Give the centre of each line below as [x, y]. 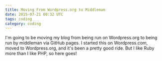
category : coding [23, 24]
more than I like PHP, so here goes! [41, 54]
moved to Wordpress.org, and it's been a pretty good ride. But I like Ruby [80, 48]
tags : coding [19, 19]
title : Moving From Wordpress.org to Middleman [55, 10]
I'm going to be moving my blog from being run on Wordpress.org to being [81, 38]
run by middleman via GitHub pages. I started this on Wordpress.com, [77, 43]
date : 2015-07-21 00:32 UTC [34, 14]
